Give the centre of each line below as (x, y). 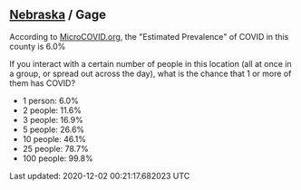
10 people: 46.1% (54, 138)
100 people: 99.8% (58, 158)
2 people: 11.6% (52, 110)
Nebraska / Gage (58, 15)
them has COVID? (42, 83)
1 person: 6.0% (50, 100)
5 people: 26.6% (53, 129)
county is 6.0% (38, 46)
